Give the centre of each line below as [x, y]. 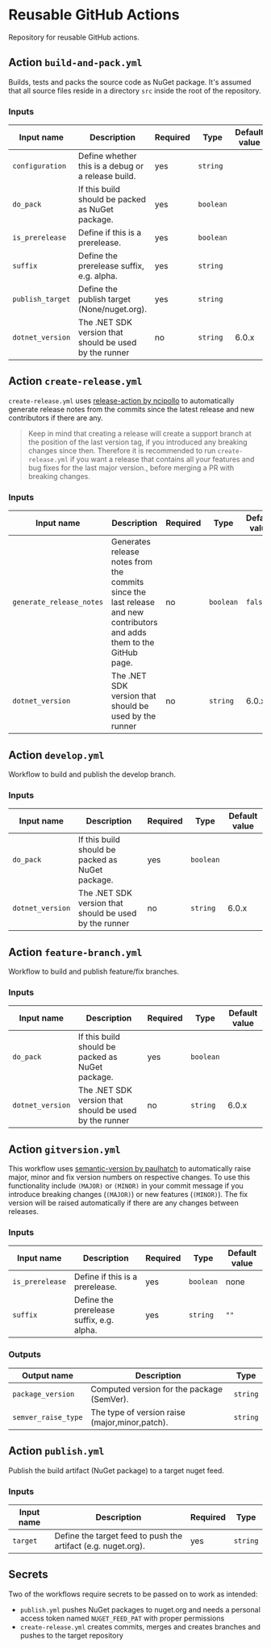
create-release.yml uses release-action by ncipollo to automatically [121, 400]
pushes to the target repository [71, 1635]
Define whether [107, 156]
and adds [129, 632]
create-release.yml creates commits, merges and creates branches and [140, 1626]
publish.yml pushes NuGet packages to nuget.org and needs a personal [140, 1609]
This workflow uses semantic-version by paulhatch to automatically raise [130, 1169]
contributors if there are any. [56, 418]
